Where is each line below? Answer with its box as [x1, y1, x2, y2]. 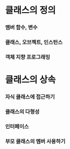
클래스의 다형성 [5, 108, 40, 115]
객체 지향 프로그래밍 [5, 54, 50, 61]
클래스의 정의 [5, 5, 56, 16]
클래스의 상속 [5, 74, 56, 86]
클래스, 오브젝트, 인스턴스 [5, 39, 63, 46]
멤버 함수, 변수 [5, 24, 38, 31]
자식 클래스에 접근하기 [5, 93, 55, 101]
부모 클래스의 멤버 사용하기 [5, 137, 66, 144]
